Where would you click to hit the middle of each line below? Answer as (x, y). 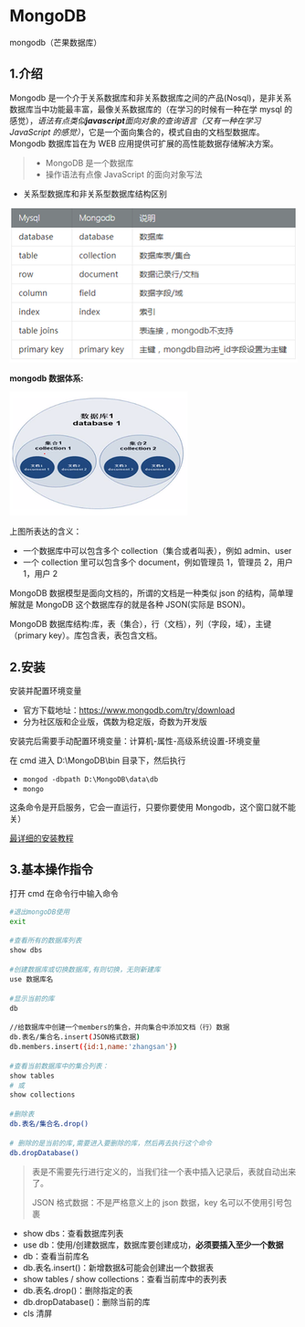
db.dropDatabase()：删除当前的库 (86, 1301)
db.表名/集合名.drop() (49, 1124)
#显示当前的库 (32, 998)
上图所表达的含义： (46, 532)
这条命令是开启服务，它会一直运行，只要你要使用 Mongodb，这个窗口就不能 (153, 807)
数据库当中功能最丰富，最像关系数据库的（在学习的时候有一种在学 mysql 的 (151, 109)
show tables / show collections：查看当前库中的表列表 (125, 1279)
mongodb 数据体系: (47, 378)
